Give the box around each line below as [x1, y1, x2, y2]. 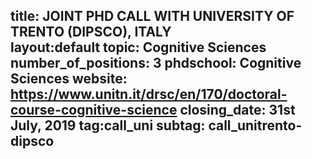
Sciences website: [10, 70, 128, 88]
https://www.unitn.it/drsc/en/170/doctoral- [10, 86, 288, 103]
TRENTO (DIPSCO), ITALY [10, 24, 172, 41]
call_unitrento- [208, 117, 303, 134]
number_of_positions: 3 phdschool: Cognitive [10, 55, 302, 72]
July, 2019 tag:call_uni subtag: [10, 117, 206, 134]
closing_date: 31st [179, 102, 296, 119]
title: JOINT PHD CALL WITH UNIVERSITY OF [10, 8, 295, 25]
